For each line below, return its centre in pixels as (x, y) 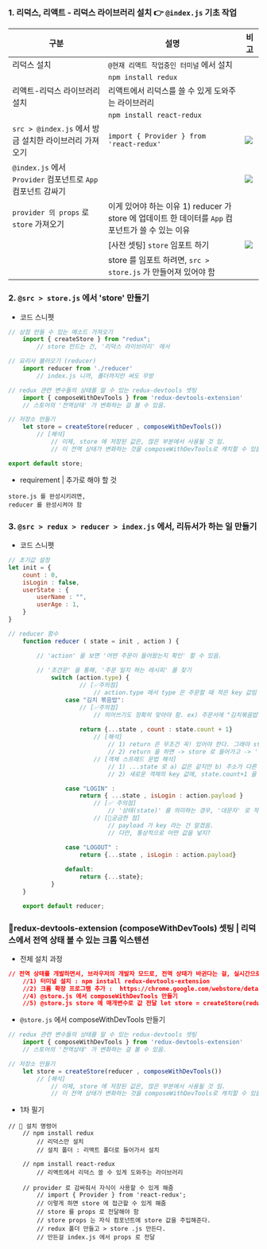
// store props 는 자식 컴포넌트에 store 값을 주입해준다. (124, 1220)
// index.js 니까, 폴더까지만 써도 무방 (95, 376)
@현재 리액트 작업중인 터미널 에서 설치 (170, 65)
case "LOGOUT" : (92, 847)
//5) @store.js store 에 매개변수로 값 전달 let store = (111, 1004)
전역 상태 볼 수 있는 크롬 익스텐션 (91, 940)
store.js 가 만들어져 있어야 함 (162, 272)
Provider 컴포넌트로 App (55, 179)
